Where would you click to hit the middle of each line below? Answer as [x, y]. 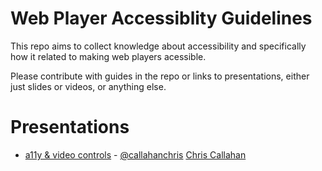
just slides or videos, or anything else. [88, 86]
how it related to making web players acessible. [108, 56]
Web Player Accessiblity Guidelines [161, 18]
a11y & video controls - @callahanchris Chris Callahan [135, 154]
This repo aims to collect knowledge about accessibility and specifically [158, 46]
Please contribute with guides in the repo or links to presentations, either [160, 76]
